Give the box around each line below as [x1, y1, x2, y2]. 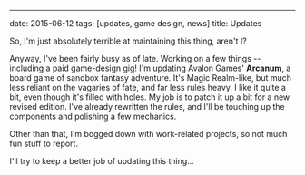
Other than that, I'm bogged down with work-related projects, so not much [9, 129, 288, 139]
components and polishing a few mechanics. [9, 111, 177, 122]
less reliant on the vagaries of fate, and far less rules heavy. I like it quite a [9, 83, 286, 92]
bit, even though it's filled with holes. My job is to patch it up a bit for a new [9, 92, 290, 102]
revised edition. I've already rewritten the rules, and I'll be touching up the [9, 102, 285, 112]
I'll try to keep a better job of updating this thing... [9, 156, 195, 166]
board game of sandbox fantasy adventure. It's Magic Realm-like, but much [9, 73, 292, 83]
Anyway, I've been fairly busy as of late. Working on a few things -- [9, 53, 261, 63]
